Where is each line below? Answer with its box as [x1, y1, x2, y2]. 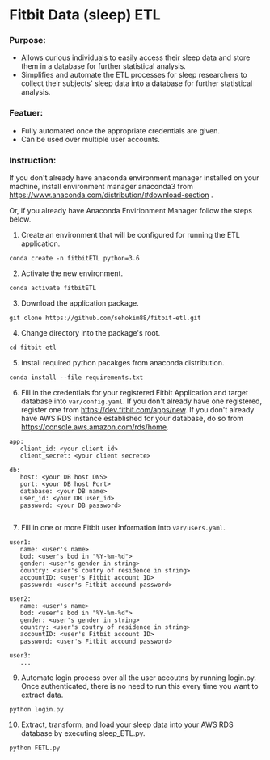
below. [9, 214, 32, 224]
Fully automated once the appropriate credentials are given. [20, 125, 221, 135]
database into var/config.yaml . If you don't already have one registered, [20, 396, 262, 406]
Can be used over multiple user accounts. [20, 134, 161, 144]
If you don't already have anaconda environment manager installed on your [9, 173, 259, 183]
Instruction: [9, 154, 57, 166]
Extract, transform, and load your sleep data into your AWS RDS [20, 720, 234, 729]
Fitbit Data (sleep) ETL [9, 6, 161, 24]
